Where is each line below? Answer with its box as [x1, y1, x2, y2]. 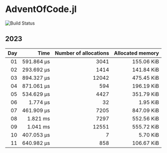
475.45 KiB [132, 74, 159, 81]
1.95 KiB [138, 99, 159, 106]
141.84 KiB [132, 66, 159, 73]
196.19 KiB [132, 82, 159, 89]
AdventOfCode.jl [5, 4, 77, 15]
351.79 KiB [132, 90, 159, 97]
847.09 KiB [132, 107, 159, 114]
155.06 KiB [132, 58, 159, 65]
